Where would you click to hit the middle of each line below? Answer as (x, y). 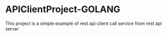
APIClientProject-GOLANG (63, 9)
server (12, 28)
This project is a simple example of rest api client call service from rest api (84, 23)
